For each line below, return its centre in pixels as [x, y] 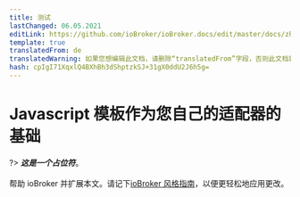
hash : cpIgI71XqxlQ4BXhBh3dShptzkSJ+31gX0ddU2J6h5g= [109, 68]
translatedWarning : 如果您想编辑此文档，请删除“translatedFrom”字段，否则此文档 [149, 59]
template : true [37, 42]
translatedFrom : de [46, 51]
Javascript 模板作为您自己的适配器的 [145, 115]
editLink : [28, 34]
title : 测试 [30, 17]
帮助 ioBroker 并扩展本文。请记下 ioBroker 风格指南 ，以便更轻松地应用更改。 [149, 183]
